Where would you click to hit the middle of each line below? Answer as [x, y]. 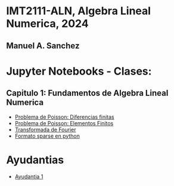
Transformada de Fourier [45, 129]
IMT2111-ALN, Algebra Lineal [78, 11]
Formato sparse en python [47, 136]
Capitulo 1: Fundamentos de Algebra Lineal [87, 93]
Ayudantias [35, 160]
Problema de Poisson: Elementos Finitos [64, 123]
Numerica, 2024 [47, 24]
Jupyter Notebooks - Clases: [79, 71]
